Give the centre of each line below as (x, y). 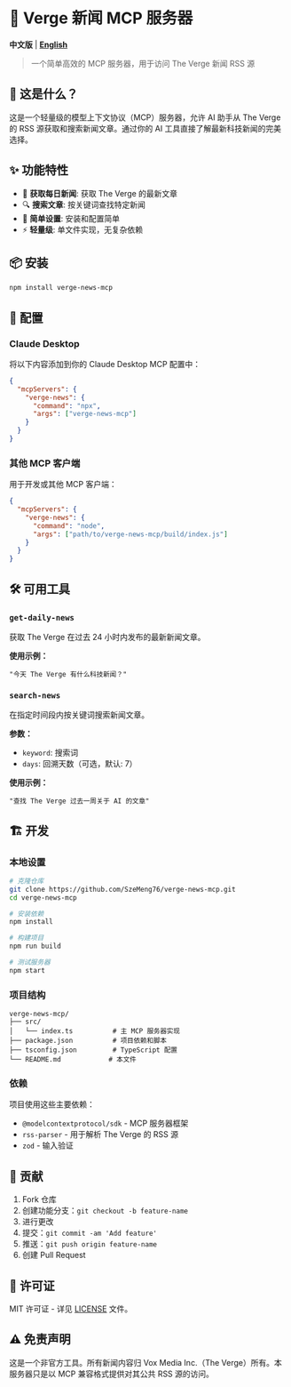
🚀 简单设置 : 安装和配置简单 (71, 218)
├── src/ (25, 1022)
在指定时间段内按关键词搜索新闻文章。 (79, 715)
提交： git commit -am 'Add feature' (90, 1233)
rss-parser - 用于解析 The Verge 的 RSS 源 (100, 1134)
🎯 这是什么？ (43, 94)
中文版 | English (39, 44)
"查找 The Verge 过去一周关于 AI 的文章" (79, 801)
